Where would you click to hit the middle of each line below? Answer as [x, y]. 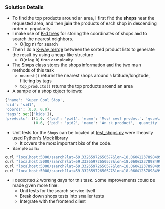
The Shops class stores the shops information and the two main [77, 65]
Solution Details [25, 7]
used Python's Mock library [40, 138]
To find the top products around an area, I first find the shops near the [83, 18]
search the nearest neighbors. [43, 39]
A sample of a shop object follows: [47, 91]
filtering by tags [35, 81]
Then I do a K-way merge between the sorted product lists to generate [83, 49]
